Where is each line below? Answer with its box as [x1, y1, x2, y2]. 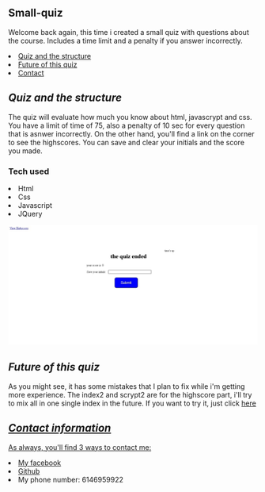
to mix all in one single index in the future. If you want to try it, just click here [8, 398, 257, 408]
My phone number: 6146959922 [18, 475, 124, 484]
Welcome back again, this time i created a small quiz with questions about [8, 27, 249, 37]
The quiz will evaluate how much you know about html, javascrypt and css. [8, 112, 252, 121]
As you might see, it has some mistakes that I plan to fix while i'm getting [8, 381, 245, 391]
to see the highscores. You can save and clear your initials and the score [8, 137, 245, 147]
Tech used [8, 166, 50, 177]
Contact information [8, 421, 112, 435]
